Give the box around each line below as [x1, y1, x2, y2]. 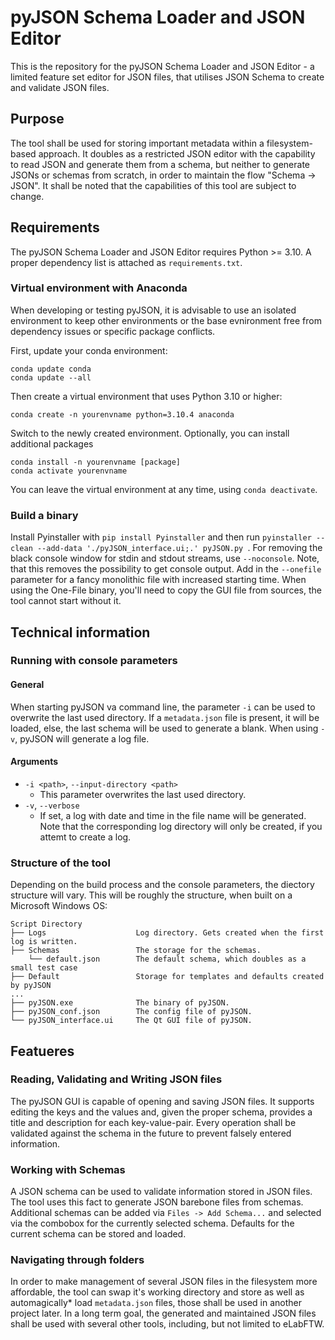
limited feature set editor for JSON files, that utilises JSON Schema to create [10, 71, 325, 83]
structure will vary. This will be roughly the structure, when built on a [10, 889, 293, 901]
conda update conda [10, 364, 92, 374]
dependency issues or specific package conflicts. [10, 325, 216, 337]
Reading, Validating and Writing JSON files [10, 1072, 223, 1086]
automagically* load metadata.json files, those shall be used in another [10, 1297, 302, 1309]
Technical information [10, 624, 151, 641]
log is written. [10, 937, 78, 947]
